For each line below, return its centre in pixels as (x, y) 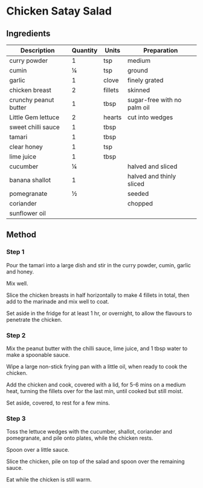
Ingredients (28, 34)
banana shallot (30, 180)
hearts (113, 117)
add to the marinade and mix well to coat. (58, 301)
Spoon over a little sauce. (38, 450)
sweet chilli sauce (35, 127)
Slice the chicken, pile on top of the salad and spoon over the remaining (96, 461)
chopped (140, 203)
